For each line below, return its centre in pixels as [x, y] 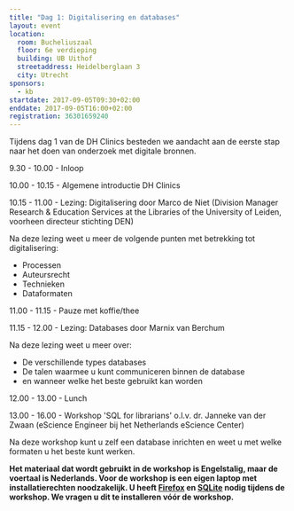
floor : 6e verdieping [57, 51]
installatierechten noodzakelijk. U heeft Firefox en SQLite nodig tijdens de [147, 488]
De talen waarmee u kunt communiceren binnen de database [133, 372]
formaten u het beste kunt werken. [72, 452]
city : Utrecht [43, 75]
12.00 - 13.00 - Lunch [48, 398]
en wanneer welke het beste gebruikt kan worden [112, 381]
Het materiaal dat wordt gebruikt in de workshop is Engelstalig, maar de [144, 469]
